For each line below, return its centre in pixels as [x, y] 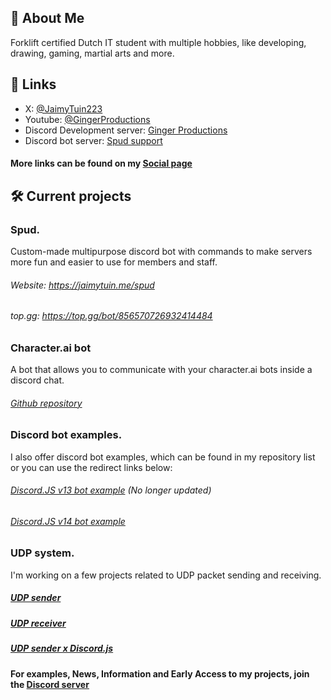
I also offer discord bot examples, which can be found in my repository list [163, 457]
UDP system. [42, 553]
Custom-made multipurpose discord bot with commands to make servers [161, 251]
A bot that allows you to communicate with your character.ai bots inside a [161, 370]
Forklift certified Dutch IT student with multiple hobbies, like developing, [158, 42]
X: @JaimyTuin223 [63, 108]
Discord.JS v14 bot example [68, 521]
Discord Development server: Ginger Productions [126, 130]
